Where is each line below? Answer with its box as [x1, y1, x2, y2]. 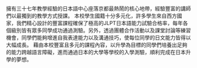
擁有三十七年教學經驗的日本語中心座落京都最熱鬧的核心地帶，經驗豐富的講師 [6, 5, 191, 12]
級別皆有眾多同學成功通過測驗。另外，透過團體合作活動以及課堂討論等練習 [11, 27, 191, 34]
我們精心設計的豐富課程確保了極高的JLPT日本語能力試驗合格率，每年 [16, 20, 183, 26]
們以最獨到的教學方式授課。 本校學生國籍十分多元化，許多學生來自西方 [6, 12, 177, 19]
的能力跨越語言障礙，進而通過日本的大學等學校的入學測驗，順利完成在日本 [6, 49, 186, 55]
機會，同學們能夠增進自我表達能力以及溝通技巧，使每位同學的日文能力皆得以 [6, 34, 191, 41]
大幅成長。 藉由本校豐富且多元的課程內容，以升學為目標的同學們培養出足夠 [6, 41, 188, 48]
